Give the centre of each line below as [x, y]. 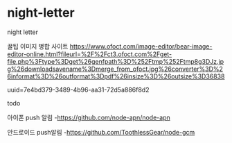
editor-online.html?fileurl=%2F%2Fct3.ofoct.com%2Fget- [90, 54]
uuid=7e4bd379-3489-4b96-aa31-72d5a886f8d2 [78, 90]
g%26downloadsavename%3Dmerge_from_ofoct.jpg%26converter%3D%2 [115, 69]
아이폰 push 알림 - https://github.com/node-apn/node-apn [89, 117]
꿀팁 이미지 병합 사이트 [38, 46]
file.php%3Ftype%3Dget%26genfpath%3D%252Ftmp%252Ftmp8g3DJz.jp [115, 61]
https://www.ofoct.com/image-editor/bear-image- [141, 46]
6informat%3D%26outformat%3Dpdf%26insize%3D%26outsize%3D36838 [116, 76]
